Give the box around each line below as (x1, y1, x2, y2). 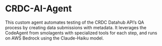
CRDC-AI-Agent (5, 3, 72, 14)
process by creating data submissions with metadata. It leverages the (5, 24, 147, 30)
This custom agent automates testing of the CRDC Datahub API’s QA (5, 19, 144, 25)
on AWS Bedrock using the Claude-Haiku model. (5, 35, 104, 41)
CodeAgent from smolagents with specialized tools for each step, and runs (5, 30, 158, 36)
